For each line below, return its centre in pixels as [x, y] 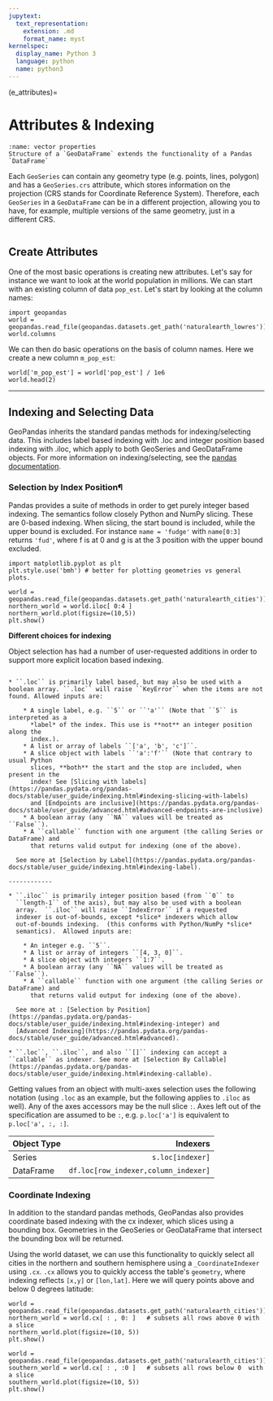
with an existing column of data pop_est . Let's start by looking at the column [135, 289]
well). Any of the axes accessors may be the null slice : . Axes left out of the [135, 1106]
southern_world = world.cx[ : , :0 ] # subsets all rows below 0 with [136, 1368]
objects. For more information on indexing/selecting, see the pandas [123, 458]
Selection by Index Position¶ [66, 488]
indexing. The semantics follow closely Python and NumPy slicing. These [131, 514]
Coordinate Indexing [50, 1195]
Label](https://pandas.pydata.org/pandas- [183, 860]
